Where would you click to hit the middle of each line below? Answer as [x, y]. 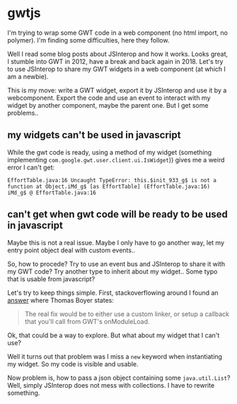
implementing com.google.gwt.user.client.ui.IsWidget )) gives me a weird [116, 159]
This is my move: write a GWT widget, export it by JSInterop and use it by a [117, 90]
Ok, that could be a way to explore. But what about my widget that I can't [114, 335]
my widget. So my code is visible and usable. [73, 364]
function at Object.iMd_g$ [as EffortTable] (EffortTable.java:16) [109, 186]
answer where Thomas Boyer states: [61, 300]
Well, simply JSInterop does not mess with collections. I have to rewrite [111, 385]
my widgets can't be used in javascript [94, 135]
